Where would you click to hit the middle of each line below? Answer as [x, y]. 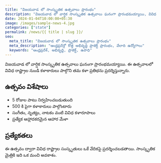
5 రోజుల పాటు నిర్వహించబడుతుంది [42, 100]
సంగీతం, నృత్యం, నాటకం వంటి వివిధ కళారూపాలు [54, 113]
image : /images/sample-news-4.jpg [40, 23]
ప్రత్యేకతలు [19, 136]
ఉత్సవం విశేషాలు [27, 87]
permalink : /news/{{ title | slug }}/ [44, 32]
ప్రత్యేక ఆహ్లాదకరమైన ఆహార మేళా [40, 119]
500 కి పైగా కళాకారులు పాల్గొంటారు [42, 106]
